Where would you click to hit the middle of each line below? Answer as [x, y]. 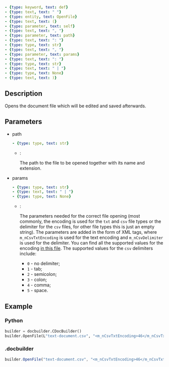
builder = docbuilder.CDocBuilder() [43, 331]
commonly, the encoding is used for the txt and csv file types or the [90, 221]
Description [23, 94]
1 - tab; [35, 269]
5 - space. [38, 291]
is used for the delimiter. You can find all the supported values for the [91, 243]
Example [19, 306]
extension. [30, 168]
